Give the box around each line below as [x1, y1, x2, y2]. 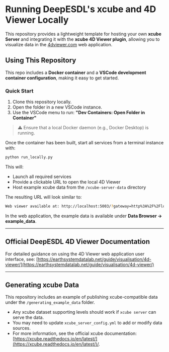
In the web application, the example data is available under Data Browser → [5, 213, 162, 219]
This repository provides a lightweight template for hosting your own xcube [5, 31, 162, 37]
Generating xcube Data [5, 281, 79, 289]
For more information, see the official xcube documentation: [12, 330, 137, 336]
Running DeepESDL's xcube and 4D [5, 4, 156, 15]
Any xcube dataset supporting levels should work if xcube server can [12, 309, 156, 315]
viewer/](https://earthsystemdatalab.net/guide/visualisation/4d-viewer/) [5, 261, 154, 268]
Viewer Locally [5, 14, 69, 26]
